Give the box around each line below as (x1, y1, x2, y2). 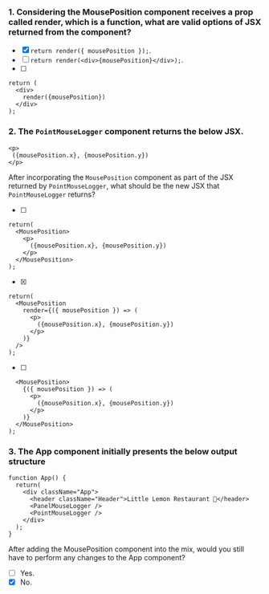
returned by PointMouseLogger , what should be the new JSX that (8, 181, 220, 190)
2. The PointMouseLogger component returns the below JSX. (8, 126, 244, 137)
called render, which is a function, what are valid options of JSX (8, 16, 262, 27)
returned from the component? (8, 26, 132, 38)
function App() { (8, 474, 67, 482)
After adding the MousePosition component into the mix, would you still (8, 544, 245, 554)
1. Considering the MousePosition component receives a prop (8, 6, 254, 18)
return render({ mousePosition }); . (30, 46, 152, 55)
